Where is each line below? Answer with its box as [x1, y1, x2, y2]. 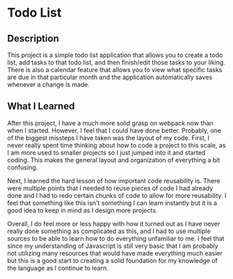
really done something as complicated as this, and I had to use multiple [7, 227, 211, 235]
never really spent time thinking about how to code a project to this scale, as [7, 141, 226, 149]
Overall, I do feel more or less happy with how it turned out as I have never [7, 219, 220, 228]
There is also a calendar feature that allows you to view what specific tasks [7, 66, 223, 74]
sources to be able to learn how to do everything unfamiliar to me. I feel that [7, 234, 225, 242]
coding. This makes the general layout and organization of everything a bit [7, 155, 220, 164]
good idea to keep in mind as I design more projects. [7, 206, 158, 214]
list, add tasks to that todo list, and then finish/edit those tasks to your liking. [7, 58, 226, 67]
